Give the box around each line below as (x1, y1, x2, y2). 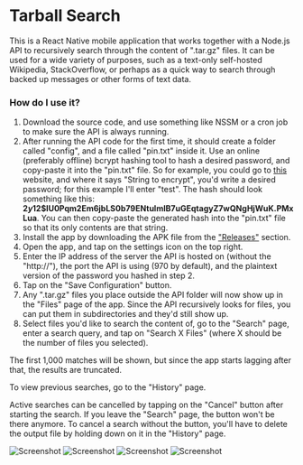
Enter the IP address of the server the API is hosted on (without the (22, 251, 272, 262)
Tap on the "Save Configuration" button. (22, 280, 172, 291)
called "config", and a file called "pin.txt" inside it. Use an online (22, 145, 260, 156)
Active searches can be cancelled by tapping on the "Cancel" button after (9, 399, 284, 411)
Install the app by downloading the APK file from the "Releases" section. (22, 232, 291, 243)
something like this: (22, 193, 95, 204)
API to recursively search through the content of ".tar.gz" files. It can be (9, 44, 275, 55)
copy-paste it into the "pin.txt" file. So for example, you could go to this (22, 164, 287, 176)
